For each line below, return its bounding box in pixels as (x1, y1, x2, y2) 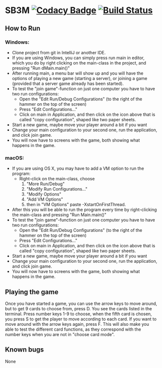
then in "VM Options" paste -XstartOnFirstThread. (26, 202, 126, 208)
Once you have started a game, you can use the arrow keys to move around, (5, 301, 157, 306)
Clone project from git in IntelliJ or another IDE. (12, 49, 106, 55)
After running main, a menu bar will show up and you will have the (12, 70, 144, 76)
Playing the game (5, 288, 59, 296)
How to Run (5, 24, 41, 32)
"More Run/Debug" (26, 181, 65, 187)
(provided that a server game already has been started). (12, 80, 124, 86)
